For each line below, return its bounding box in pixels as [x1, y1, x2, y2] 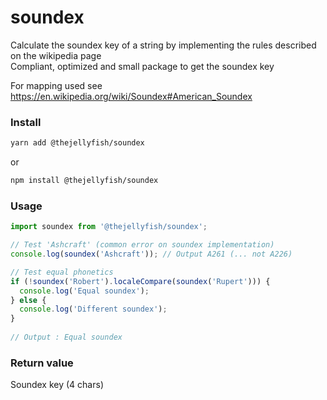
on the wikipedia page [10, 49, 102, 61]
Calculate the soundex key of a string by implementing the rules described [10, 39, 317, 51]
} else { [10, 295, 47, 305]
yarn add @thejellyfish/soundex [10, 138, 145, 148]
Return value [10, 356, 74, 370]
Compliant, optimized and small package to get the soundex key [10, 60, 275, 72]
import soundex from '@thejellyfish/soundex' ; [10, 222, 208, 232]
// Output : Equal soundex [10, 332, 123, 343]
